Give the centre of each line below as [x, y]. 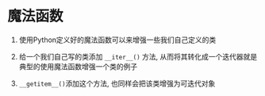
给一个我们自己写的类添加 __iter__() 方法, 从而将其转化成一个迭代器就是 [138, 56]
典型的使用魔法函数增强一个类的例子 [78, 66]
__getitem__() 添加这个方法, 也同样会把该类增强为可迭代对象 [117, 83]
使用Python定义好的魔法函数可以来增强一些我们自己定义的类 [117, 40]
